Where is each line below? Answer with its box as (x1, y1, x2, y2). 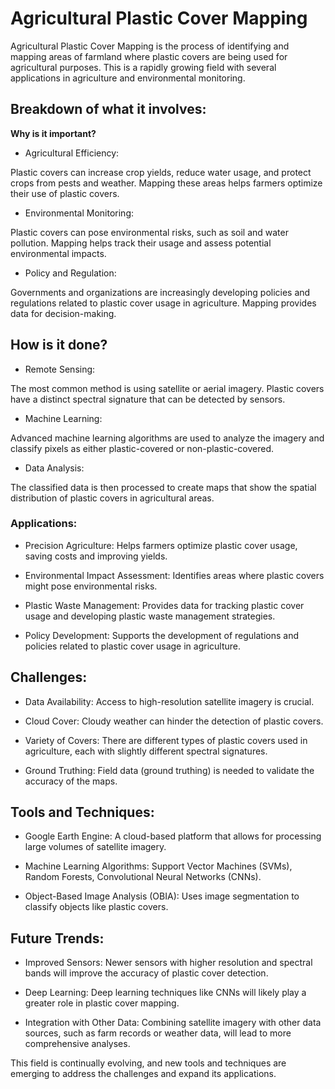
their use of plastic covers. (10, 187, 120, 199)
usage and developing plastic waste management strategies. (24, 610, 276, 622)
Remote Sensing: (24, 363, 96, 375)
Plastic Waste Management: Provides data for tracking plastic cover (24, 599, 305, 611)
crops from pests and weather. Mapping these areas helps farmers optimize (10, 177, 323, 189)
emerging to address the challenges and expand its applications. (10, 1068, 277, 1080)
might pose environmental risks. (24, 580, 158, 592)
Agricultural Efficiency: (24, 147, 120, 159)
